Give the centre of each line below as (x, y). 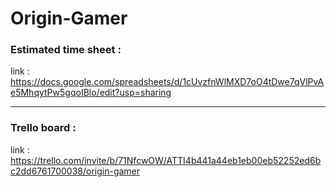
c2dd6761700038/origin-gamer (75, 171)
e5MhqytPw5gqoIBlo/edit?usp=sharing (91, 93)
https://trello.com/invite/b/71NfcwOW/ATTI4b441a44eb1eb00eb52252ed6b (166, 160)
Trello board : (43, 128)
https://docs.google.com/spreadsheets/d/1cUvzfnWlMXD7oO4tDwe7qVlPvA (167, 82)
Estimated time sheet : (66, 50)
